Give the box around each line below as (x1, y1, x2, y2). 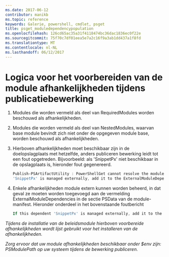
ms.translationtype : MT (5, 40, 55, 46)
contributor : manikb (5, 12, 49, 17)
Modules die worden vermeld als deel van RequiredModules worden (12, 110, 154, 116)
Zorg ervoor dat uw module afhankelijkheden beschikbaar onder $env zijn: (5, 241, 161, 247)
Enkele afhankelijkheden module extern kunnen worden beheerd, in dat (12, 185, 161, 191)
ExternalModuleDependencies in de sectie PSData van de (12, 196, 133, 202)
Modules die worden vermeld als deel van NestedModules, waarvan (12, 125, 154, 131)
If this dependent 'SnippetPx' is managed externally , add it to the (12, 211, 162, 217)
